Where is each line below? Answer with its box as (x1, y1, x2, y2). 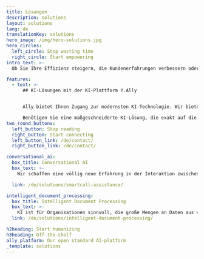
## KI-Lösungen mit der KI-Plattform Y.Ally (22, 87, 137, 94)
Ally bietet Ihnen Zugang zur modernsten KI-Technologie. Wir (22, 104, 183, 110)
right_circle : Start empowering (12, 54, 94, 60)
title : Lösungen (6, 8, 47, 15)
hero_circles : (6, 43, 42, 49)
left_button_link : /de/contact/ (12, 137, 94, 143)
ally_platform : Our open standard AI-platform (6, 237, 126, 243)
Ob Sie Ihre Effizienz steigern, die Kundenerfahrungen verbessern (12, 65, 186, 72)
